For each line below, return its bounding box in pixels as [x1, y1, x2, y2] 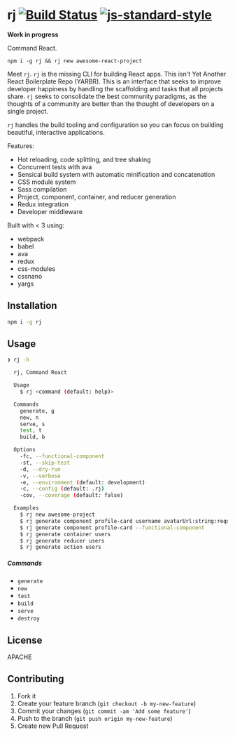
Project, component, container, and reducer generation [17, 192, 176, 201]
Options [13, 446, 36, 453]
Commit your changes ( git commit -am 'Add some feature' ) [17, 706, 191, 715]
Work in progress [7, 30, 59, 39]
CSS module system [17, 178, 76, 186]
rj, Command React [13, 369, 68, 376]
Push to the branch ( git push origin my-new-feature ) [17, 714, 173, 722]
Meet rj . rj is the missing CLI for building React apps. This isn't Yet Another [7, 69, 227, 78]
